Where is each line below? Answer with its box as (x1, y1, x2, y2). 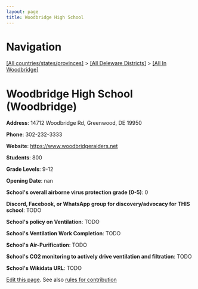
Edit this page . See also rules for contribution (6, 276, 117, 284)
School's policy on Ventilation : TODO (6, 219, 100, 226)
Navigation (6, 40, 61, 54)
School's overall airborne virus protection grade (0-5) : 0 (6, 189, 148, 196)
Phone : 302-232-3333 (6, 131, 63, 138)
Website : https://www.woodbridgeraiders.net (6, 143, 118, 150)
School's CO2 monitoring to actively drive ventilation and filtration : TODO (6, 253, 192, 260)
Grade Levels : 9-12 (6, 165, 54, 173)
